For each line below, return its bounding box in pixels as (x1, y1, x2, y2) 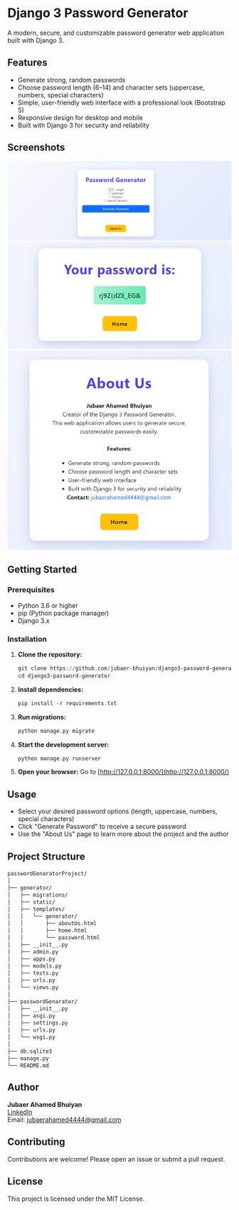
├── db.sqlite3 (7, 1048, 53, 1055)
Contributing (7, 1136, 65, 1148)
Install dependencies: (17, 685, 84, 694)
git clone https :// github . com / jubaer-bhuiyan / (17, 665, 159, 673)
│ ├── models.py (7, 963, 62, 970)
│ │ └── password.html (7, 934, 100, 941)
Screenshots (7, 141, 65, 154)
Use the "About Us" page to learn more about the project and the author (17, 830, 229, 838)
